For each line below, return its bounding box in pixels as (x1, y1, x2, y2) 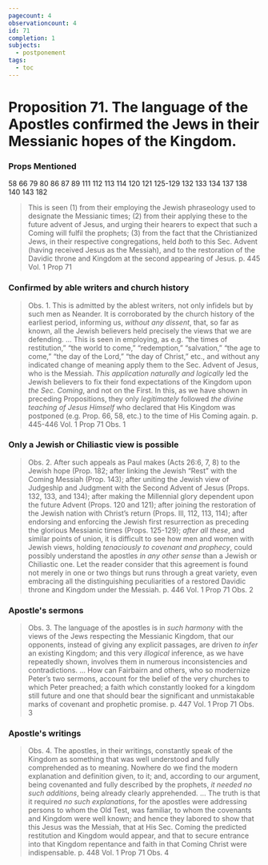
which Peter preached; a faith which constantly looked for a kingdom (27, 683, 256, 692)
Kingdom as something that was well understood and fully (27, 755, 220, 764)
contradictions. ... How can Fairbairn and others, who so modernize (27, 665, 250, 676)
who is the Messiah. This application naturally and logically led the (27, 369, 249, 378)
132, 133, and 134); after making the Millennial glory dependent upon (27, 491, 254, 500)
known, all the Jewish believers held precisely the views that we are (27, 325, 252, 336)
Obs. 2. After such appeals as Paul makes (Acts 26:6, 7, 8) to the (27, 457, 241, 467)
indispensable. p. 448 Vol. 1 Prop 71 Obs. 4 (27, 848, 170, 858)
